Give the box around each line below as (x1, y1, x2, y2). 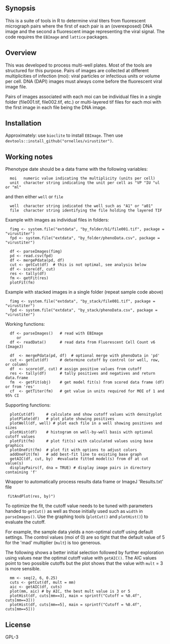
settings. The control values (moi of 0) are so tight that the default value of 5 (5, 534, 165, 540)
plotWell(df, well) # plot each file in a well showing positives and (10, 421, 162, 426)
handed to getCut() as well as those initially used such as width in (5, 508, 143, 514)
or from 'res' (5, 384, 36, 389)
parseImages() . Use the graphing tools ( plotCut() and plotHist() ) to (5, 513, 149, 520)
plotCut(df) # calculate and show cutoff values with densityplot (10, 412, 162, 417)
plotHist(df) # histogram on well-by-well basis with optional (10, 430, 153, 435)
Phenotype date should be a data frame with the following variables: (5, 166, 148, 172)
